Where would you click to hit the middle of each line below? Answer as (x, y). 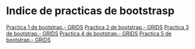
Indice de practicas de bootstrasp (90, 11)
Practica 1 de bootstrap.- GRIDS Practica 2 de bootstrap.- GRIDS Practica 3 (97, 27)
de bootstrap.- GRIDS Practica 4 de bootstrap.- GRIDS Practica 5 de (89, 33)
